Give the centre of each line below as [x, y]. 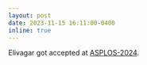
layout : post [30, 15]
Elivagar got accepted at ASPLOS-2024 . [74, 53]
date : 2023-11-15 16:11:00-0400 [62, 23]
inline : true [30, 30]
